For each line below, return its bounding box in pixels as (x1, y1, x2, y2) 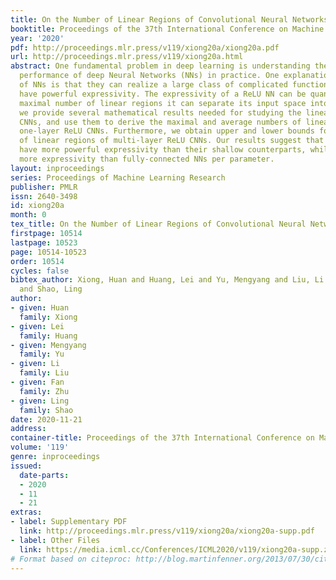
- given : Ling (10, 396, 70, 406)
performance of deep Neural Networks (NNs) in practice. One (19, 71, 280, 81)
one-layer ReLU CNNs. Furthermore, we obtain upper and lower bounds (19, 126, 315, 136)
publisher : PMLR (10, 182, 78, 192)
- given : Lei (10, 321, 65, 331)
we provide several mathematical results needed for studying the (19, 107, 302, 118)
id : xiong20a (10, 201, 65, 211)
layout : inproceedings (10, 163, 105, 173)
